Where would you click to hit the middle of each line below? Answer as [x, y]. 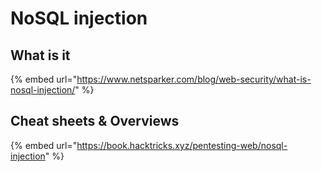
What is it [40, 55]
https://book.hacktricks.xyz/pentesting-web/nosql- [182, 145]
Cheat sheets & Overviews [95, 121]
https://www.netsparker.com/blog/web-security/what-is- [194, 79]
